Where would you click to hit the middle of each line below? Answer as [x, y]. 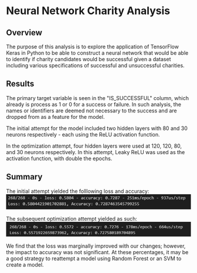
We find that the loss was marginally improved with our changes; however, [96, 246]
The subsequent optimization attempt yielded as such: [72, 218]
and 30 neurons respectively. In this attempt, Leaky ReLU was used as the [96, 152]
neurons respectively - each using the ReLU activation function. [83, 134]
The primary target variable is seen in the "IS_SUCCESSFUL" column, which [98, 98]
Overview [24, 33]
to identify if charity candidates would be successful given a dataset [89, 59]
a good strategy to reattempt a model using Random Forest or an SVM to [94, 259]
